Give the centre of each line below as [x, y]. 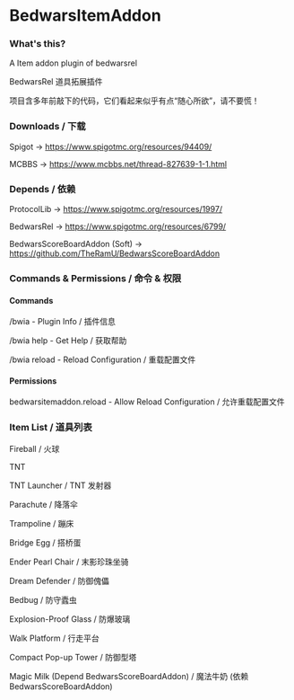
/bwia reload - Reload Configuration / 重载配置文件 [103, 359]
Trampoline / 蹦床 [42, 523]
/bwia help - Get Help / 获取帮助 [68, 341]
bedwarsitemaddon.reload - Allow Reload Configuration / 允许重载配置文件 [147, 402]
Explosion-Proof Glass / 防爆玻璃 [70, 619]
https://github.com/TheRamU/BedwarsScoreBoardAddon [115, 253]
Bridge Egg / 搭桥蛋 [45, 542]
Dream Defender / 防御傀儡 [59, 580]
